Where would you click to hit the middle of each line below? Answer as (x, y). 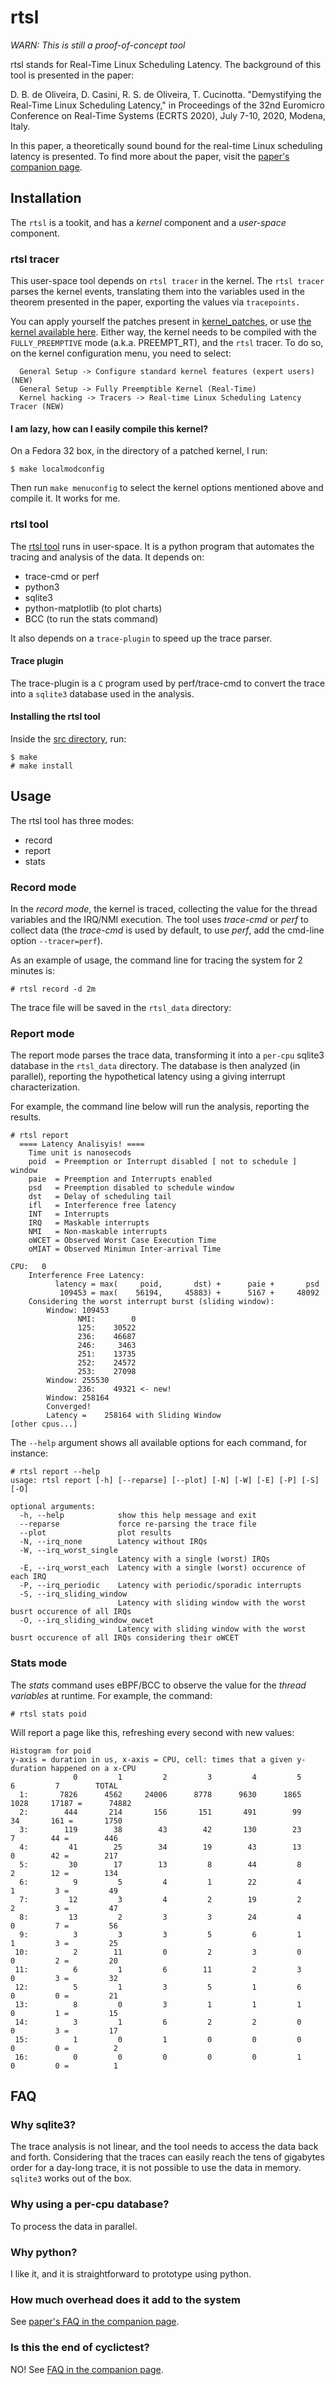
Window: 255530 (78, 1381)
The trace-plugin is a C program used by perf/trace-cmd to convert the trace (168, 683)
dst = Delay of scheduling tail (100, 1197)
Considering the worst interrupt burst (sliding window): (151, 1302)
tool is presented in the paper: (72, 75)
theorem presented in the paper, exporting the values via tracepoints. (155, 302)
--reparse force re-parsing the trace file (138, 1524)
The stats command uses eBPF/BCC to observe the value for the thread (158, 1685)
